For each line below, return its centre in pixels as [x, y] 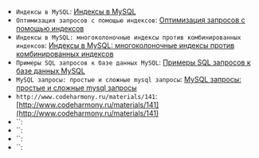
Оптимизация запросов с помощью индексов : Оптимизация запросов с [130, 20]
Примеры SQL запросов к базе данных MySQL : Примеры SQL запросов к [133, 62]
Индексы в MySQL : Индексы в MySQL [76, 12]
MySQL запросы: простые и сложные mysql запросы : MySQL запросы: [128, 79]
